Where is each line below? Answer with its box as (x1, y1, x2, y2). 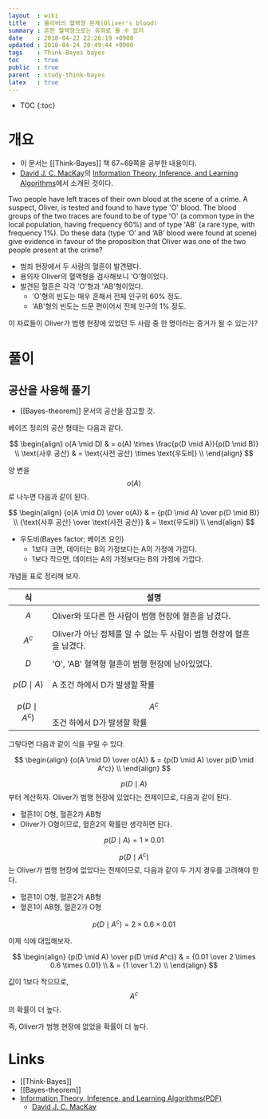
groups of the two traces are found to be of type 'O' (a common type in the (8, 211, 255, 221)
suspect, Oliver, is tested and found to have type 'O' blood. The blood (8, 203, 237, 212)
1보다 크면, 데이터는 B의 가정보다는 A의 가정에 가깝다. (31, 544, 198, 554)
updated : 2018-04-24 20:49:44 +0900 (8, 41, 134, 49)
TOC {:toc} (19, 100, 56, 110)
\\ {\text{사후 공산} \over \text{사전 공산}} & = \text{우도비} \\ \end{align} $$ (13, 518, 255, 527)
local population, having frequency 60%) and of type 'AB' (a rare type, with (8, 220, 255, 230)
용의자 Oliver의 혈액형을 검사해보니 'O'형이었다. (19, 272, 169, 282)
